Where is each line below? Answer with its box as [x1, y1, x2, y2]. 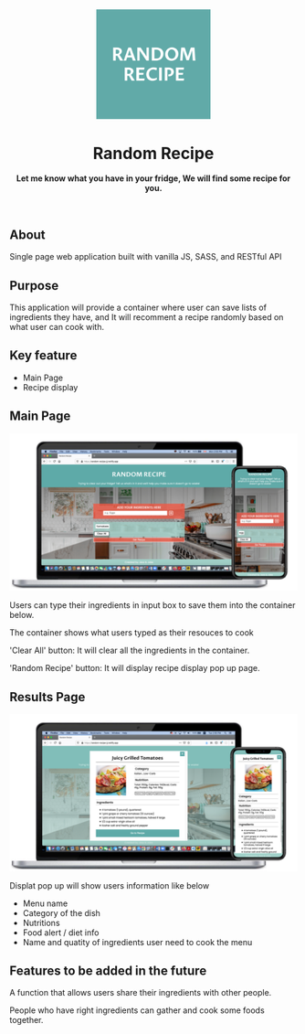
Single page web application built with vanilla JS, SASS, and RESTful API [9, 251, 282, 262]
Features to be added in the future [9, 964, 207, 979]
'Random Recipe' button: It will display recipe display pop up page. [9, 663, 260, 674]
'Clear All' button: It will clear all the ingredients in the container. [9, 645, 250, 656]
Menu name [22, 898, 68, 909]
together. [9, 1015, 44, 1026]
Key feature [9, 347, 78, 364]
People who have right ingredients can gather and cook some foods [9, 1005, 265, 1016]
